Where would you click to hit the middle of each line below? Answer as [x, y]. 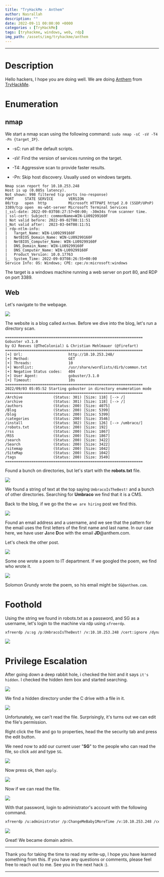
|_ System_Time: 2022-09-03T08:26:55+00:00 [51, 259]
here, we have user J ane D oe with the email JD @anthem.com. [68, 533]
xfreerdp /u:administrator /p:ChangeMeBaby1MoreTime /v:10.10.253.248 [78, 822]
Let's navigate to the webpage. [36, 304]
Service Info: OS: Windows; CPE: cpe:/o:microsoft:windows [66, 263]
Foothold [24, 604]
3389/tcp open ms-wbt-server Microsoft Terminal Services [66, 207]
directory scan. [20, 328]
